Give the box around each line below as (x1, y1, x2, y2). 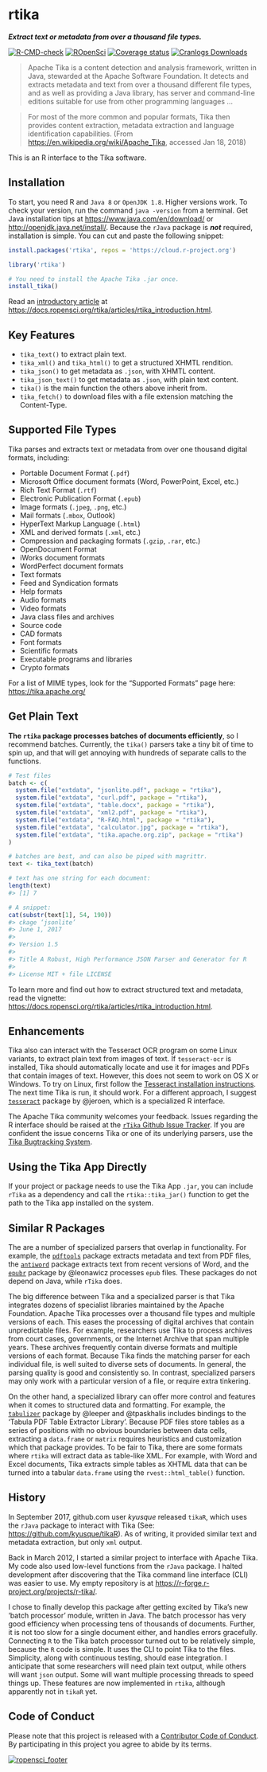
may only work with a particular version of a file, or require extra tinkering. (8, 1376, 251, 1386)
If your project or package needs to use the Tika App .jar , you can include (8, 1181, 253, 1191)
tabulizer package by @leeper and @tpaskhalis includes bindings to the (8, 1409, 246, 1418)
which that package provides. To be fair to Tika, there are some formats (8, 1442, 243, 1452)
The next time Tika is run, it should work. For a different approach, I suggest (8, 1088, 257, 1098)
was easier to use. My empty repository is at (8, 1578, 153, 1587)
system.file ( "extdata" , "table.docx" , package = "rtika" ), (15, 802, 215, 810)
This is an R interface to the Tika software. (8, 153, 147, 162)
